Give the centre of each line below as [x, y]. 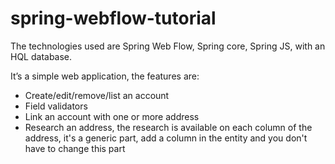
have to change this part [75, 148]
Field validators [56, 106]
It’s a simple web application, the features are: [105, 76]
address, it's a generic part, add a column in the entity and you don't [166, 138]
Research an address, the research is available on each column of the [168, 127]
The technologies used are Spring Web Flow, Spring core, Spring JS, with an [168, 46]
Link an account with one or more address [112, 116]
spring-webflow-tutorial [113, 18]
